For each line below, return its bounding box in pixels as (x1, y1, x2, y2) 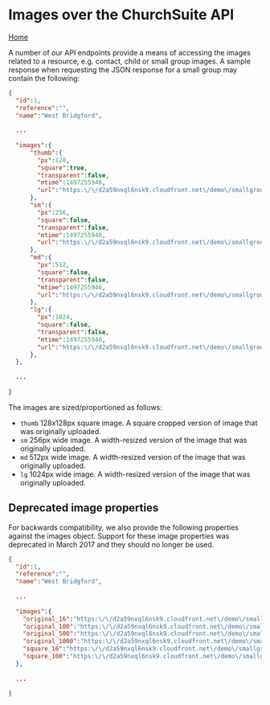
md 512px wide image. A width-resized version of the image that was (19, 452, 246, 461)
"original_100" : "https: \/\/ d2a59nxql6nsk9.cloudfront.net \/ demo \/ (22, 622, 250, 630)
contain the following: (8, 73, 80, 83)
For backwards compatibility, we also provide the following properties (8, 523, 239, 532)
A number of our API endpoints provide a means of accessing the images (8, 47, 252, 57)
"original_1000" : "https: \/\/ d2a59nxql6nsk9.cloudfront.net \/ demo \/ (22, 637, 253, 646)
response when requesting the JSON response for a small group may (8, 64, 238, 74)
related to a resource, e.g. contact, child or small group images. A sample (8, 56, 252, 66)
